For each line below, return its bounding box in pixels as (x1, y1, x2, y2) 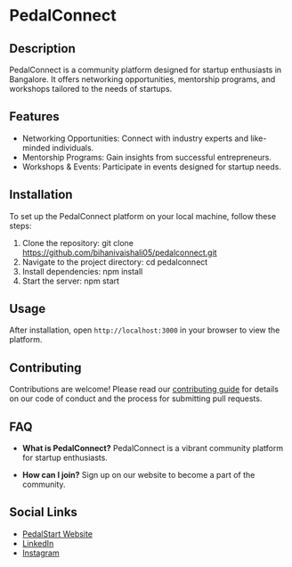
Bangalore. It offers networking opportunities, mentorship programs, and (9, 74, 276, 85)
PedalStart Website (21, 528, 93, 539)
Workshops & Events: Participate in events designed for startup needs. (21, 161, 282, 172)
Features (9, 109, 60, 125)
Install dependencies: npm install (21, 266, 143, 276)
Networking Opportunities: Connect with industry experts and (21, 133, 249, 144)
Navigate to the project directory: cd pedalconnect (21, 256, 208, 267)
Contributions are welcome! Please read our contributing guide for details (9, 384, 279, 395)
